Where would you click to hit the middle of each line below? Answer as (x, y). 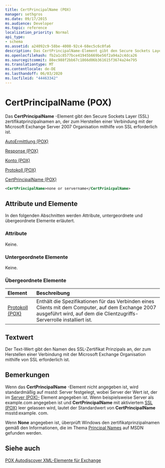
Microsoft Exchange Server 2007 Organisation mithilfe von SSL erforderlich (81, 126)
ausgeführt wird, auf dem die (69, 314)
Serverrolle (49, 320)
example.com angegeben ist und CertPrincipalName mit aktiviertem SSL (79, 402)
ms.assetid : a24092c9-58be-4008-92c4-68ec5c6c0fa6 (58, 46)
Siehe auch (23, 449)
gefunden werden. (24, 433)
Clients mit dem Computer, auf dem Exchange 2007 (96, 308)
